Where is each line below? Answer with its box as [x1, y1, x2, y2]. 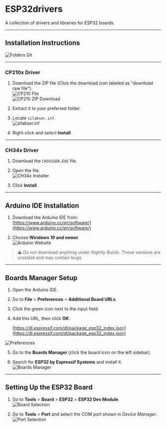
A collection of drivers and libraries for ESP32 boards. [5, 20, 115, 26]
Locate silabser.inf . [12, 115, 56, 121]
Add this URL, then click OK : [12, 315, 70, 321]
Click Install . [12, 182, 38, 188]
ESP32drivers [5, 3, 63, 15]
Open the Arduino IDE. [12, 287, 58, 293]
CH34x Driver [5, 147, 39, 154]
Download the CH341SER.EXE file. [12, 158, 78, 164]
